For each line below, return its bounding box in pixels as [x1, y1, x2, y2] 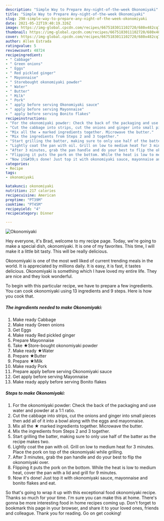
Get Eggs [12, 327, 31, 333]
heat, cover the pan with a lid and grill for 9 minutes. [12, 470, 117, 476]
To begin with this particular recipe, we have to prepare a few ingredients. [5, 283, 154, 289]
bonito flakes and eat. [12, 480, 56, 486]
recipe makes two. [12, 439, 50, 444]
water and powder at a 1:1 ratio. [12, 408, 75, 414]
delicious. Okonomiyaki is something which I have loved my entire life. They [5, 268, 157, 274]
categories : [5, 161, 30, 166]
